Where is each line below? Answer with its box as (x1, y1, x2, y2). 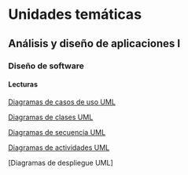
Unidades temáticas (8, 5, 142, 24)
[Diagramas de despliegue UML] (8, 158, 113, 167)
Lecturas (8, 80, 38, 89)
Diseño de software (8, 60, 84, 71)
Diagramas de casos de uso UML (8, 97, 116, 107)
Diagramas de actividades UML (8, 143, 110, 152)
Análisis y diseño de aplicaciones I (8, 37, 181, 50)
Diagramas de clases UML (8, 112, 94, 122)
